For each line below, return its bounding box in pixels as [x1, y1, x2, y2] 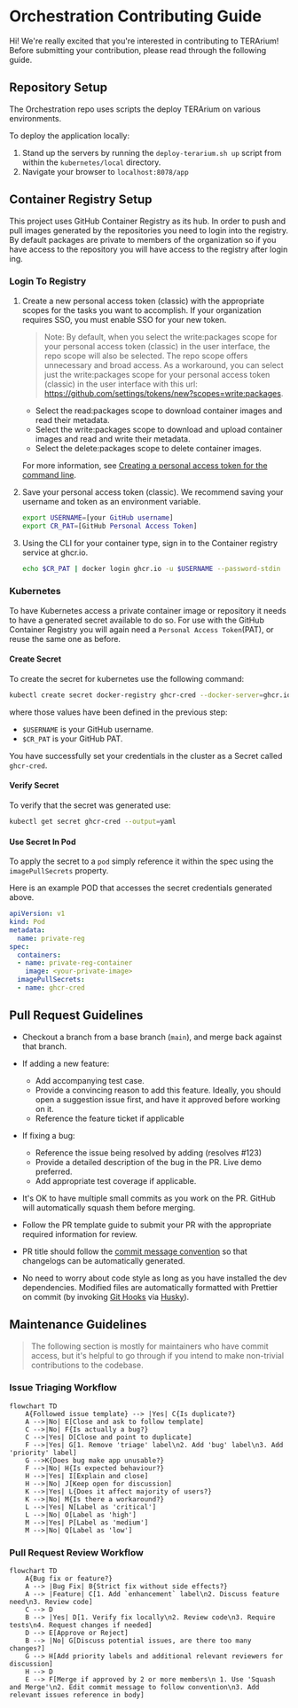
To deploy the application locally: [9, 130, 130, 141]
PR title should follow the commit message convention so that [21, 1246, 248, 1257]
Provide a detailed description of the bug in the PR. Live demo [35, 1156, 262, 1167]
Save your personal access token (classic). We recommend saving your [21, 486, 284, 498]
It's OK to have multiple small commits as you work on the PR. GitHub [21, 1193, 277, 1203]
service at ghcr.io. [21, 547, 89, 558]
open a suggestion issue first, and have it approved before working [35, 1093, 281, 1105]
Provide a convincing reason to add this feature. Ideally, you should [35, 1085, 282, 1095]
